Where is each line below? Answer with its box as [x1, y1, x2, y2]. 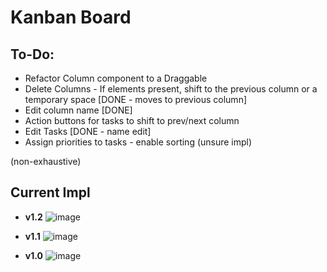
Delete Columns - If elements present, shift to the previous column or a [24, 83, 318, 95]
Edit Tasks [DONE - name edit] [24, 126, 152, 137]
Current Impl [10, 184, 91, 201]
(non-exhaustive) [10, 156, 82, 167]
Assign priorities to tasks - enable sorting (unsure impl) [24, 136, 253, 148]
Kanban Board [10, 6, 132, 29]
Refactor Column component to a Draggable [24, 72, 208, 84]
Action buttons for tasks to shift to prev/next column [24, 115, 240, 126]
